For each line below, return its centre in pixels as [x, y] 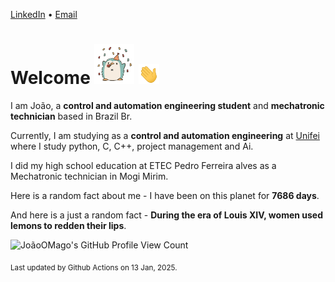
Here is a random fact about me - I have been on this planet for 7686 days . [165, 195]
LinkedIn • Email [44, 14]
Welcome [50, 78]
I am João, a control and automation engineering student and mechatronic [167, 105]
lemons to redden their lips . [68, 225]
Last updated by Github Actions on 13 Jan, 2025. [94, 267]
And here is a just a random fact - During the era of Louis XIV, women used [167, 215]
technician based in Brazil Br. [71, 116]
